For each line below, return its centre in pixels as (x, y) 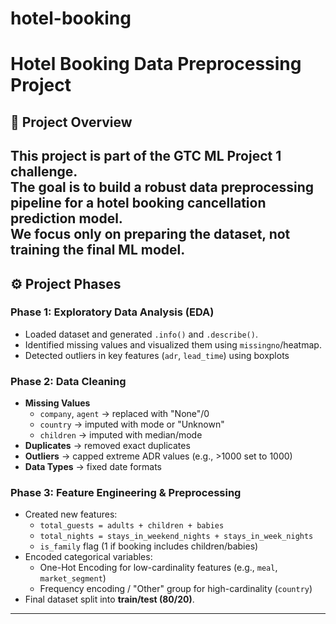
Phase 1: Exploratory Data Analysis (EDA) (112, 312)
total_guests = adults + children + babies (132, 526)
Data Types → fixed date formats (93, 467)
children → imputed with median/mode (121, 435)
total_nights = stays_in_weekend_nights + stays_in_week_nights (176, 537)
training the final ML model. (98, 250)
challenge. (44, 172)
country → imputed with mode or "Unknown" (132, 424)
